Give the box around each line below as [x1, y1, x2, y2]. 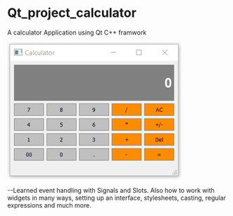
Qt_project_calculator [7, 5, 137, 21]
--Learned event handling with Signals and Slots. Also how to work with [7, 186, 215, 194]
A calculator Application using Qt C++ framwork [7, 28, 146, 37]
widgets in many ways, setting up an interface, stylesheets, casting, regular [7, 193, 227, 202]
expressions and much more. [7, 201, 92, 209]
